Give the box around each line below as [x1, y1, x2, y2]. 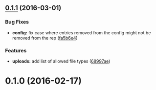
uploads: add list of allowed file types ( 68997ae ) [12, 58, 111, 64]
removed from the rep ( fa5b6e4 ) [12, 35, 78, 41]
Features [5, 47, 27, 54]
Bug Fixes [5, 19, 29, 25]
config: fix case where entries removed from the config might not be [12, 29, 151, 36]
